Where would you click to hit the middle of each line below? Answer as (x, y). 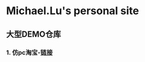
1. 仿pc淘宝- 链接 (30, 53)
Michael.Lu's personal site (72, 11)
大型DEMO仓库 (33, 34)
